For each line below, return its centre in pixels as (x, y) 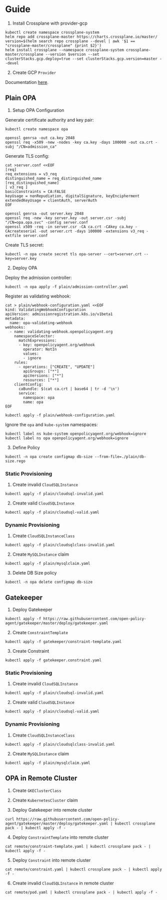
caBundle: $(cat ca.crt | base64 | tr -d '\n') (69, 389)
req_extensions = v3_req (31, 174)
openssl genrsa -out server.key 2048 (44, 214)
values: (31, 354)
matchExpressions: (37, 340)
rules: (21, 362)
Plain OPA (21, 98)
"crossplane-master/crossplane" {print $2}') (53, 45)
